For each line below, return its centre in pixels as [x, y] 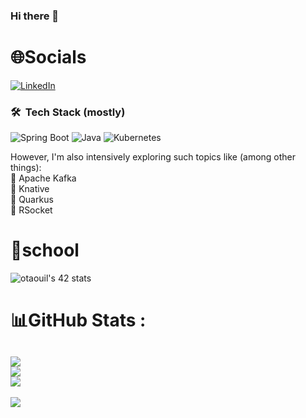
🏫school [45, 250]
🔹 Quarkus [32, 200]
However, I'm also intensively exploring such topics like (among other [153, 157]
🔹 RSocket [31, 210]
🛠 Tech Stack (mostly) [68, 112]
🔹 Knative [30, 189]
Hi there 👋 [35, 16]
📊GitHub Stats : [78, 320]
